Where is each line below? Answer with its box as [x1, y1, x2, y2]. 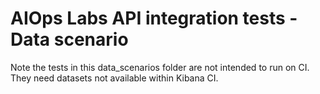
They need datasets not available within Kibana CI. [10, 72, 219, 84]
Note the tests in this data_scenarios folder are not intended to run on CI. [10, 61, 310, 73]
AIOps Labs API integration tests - [10, 7, 298, 30]
